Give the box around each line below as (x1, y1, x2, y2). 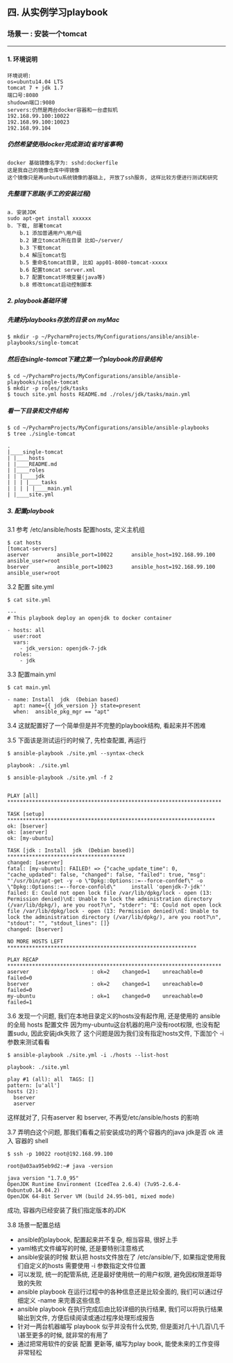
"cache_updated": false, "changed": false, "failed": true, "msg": (7, 871, 207, 879)
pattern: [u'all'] (7, 1082, 60, 1089)
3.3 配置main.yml (7, 670, 56, 678)
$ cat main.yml (7, 684, 51, 692)
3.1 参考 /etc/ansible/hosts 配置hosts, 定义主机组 (7, 526, 146, 534)
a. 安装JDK (7, 209, 37, 216)
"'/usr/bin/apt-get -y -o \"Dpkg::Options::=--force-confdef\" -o (7, 877, 203, 884)
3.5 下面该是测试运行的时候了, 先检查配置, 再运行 (7, 736, 147, 744)
